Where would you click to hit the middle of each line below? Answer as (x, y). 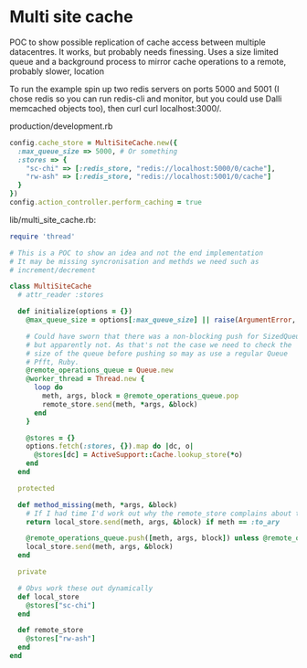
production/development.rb (61, 126)
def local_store (48, 597)
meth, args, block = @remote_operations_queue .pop (141, 396)
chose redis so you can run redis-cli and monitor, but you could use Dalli (146, 99)
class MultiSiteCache (51, 286)
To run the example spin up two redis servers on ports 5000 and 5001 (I (144, 89)
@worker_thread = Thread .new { (85, 379)
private (32, 572)
